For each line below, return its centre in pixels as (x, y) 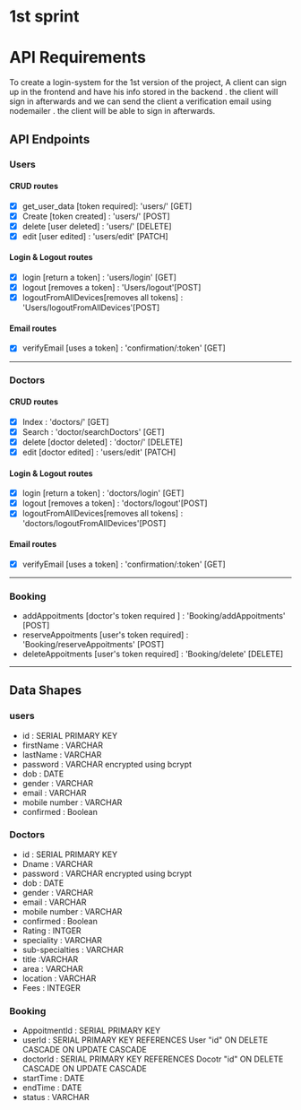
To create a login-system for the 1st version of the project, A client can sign (148, 82)
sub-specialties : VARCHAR (73, 950)
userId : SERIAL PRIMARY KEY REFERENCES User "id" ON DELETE (145, 1040)
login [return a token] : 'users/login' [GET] (99, 277)
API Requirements (77, 58)
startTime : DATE (53, 1079)
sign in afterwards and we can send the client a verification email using (140, 101)
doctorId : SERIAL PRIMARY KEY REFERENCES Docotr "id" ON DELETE (153, 1059)
